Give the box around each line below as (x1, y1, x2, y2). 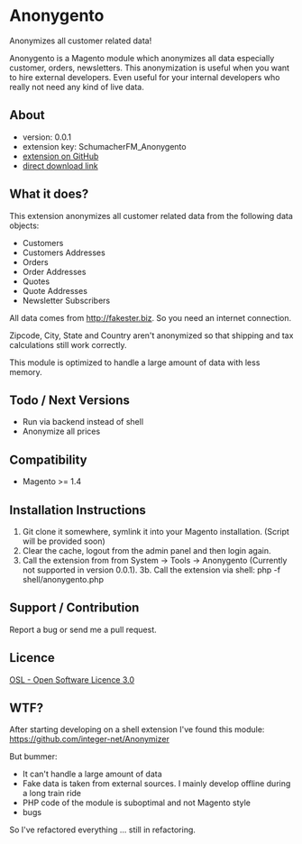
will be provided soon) (22, 536, 105, 546)
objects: (9, 220, 40, 231)
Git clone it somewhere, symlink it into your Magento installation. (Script (22, 527, 290, 537)
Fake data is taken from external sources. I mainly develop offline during (22, 778, 291, 789)
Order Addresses (22, 266, 87, 277)
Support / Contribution (9, 601, 140, 616)
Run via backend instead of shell (22, 417, 144, 427)
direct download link (22, 160, 98, 171)
